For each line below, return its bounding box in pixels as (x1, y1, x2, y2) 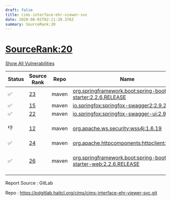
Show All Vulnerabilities (5, 61, 55, 67)
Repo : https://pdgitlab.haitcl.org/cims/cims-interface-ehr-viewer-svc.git (5, 190, 157, 196)
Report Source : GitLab (5, 180, 53, 186)
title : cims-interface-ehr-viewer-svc (5, 12, 88, 17)
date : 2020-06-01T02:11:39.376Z (5, 17, 74, 22)
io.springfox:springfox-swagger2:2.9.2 (73, 102, 167, 109)
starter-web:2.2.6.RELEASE (73, 161, 140, 168)
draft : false (5, 7, 33, 13)
